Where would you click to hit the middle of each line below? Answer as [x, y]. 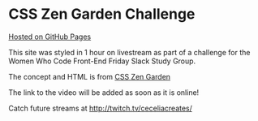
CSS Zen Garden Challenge [102, 14]
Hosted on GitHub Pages [50, 37]
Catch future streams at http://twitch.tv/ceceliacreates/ [101, 108]
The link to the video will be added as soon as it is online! [104, 92]
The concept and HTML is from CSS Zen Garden [90, 76]
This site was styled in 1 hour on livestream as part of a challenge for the [129, 52]
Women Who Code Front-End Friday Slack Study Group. [102, 61]
